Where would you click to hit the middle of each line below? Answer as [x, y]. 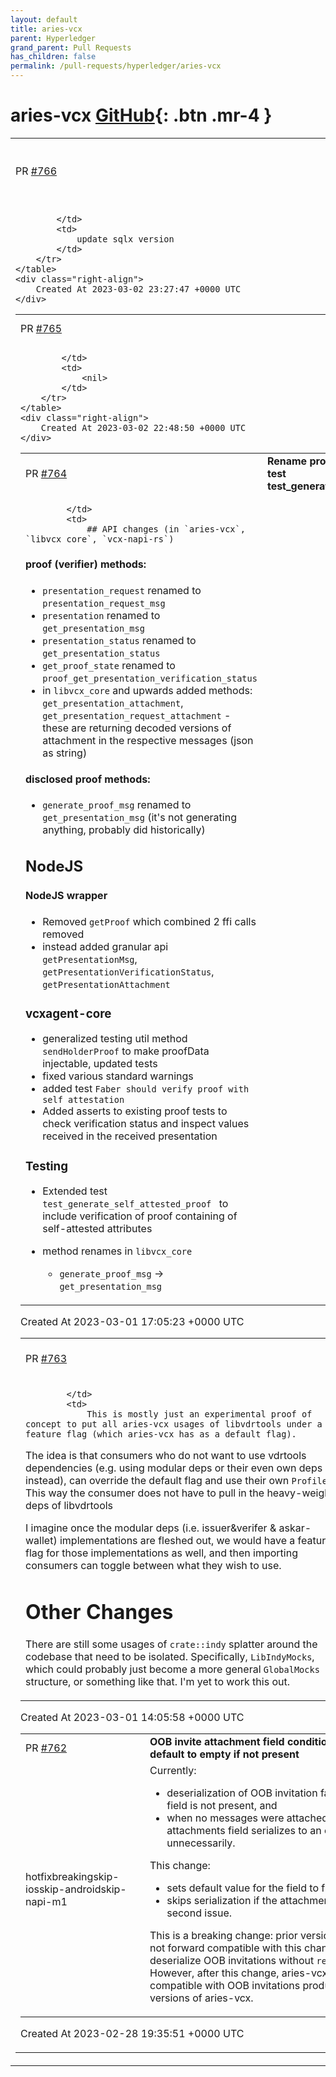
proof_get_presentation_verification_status [150, 678]
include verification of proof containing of [140, 1216]
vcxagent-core [68, 1013]
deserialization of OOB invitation [242, 1793]
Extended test [75, 1191]
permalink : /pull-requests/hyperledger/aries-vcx [116, 66]
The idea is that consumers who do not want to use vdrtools [166, 1456]
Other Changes [99, 1612]
